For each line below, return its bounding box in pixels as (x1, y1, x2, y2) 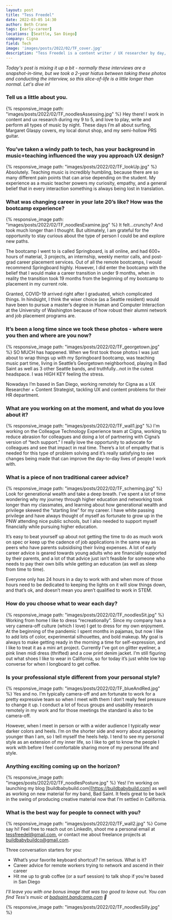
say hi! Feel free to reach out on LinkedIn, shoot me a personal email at (6, 826, 155, 832)
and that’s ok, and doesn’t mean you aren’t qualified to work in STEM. (6, 587, 153, 593)
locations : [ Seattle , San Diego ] (6, 31, 77, 36)
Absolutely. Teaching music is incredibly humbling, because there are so (6, 169, 159, 175)
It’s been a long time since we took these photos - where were (6, 326, 163, 333)
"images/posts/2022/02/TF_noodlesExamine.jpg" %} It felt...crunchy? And (6, 222, 163, 228)
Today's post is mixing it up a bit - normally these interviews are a (6, 65, 145, 71)
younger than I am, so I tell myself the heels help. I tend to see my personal (6, 733, 164, 740)
